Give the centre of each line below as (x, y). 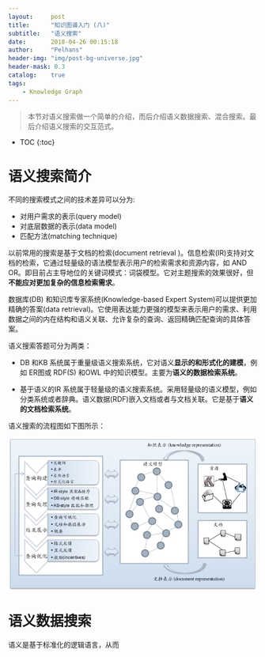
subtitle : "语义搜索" (45, 33)
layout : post (37, 17)
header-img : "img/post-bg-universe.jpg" (76, 59)
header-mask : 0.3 (37, 67)
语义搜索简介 (50, 176)
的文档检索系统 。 (47, 409)
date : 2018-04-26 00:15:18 (63, 42)
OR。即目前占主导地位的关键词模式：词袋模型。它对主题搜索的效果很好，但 (131, 273)
